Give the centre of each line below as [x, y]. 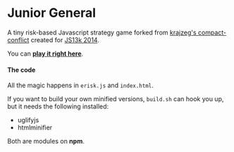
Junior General [52, 13]
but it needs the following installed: [58, 106]
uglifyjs [28, 120]
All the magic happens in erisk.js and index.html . [80, 85]
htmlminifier [35, 127]
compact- [212, 32]
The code [21, 70]
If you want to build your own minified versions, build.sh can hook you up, [116, 99]
